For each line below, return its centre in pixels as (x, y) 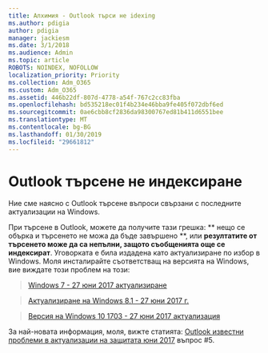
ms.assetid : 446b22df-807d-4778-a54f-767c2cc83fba (94, 97)
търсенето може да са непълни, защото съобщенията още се (117, 244)
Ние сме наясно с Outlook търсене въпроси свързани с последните (125, 204)
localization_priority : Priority (64, 75)
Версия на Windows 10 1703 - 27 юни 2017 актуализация (124, 316)
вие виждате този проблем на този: (69, 270)
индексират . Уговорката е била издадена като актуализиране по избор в (134, 253)
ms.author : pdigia (39, 23)
